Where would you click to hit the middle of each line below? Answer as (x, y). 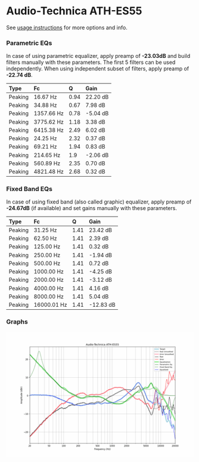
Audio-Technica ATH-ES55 (74, 11)
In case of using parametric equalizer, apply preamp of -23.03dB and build (98, 56)
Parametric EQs (29, 43)
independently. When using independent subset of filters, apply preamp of (98, 69)
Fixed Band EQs (29, 189)
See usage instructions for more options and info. (67, 27)
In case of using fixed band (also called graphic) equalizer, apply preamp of (99, 202)
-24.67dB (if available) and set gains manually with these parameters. (92, 208)
